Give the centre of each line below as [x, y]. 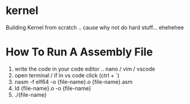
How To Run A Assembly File [79, 52]
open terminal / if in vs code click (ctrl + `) [67, 75]
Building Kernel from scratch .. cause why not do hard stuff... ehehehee [95, 27]
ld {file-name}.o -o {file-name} [53, 88]
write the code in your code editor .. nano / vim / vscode [85, 69]
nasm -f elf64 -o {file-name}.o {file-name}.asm [73, 81]
